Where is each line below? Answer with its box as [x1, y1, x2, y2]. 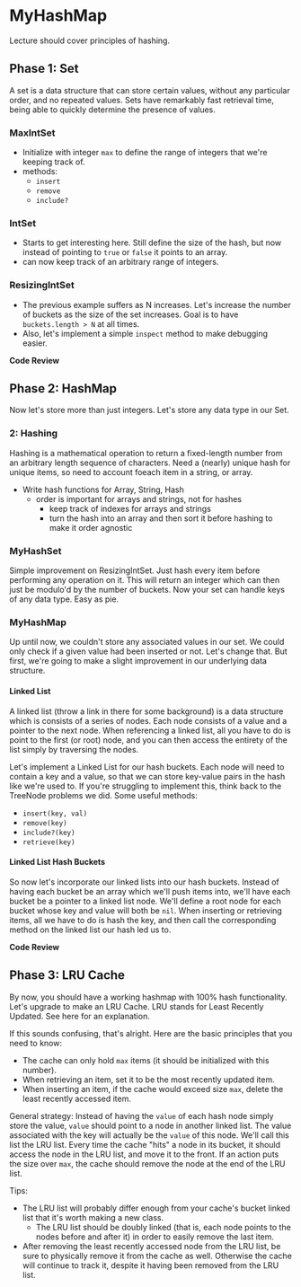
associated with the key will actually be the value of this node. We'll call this [9, 1129, 290, 1141]
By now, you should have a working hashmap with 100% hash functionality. [9, 992, 288, 1002]
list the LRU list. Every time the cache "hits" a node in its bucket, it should [9, 1139, 281, 1150]
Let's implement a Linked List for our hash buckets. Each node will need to [9, 761, 285, 772]
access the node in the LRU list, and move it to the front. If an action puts [9, 1149, 279, 1159]
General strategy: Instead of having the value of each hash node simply [9, 1110, 274, 1121]
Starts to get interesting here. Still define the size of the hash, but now [22, 237, 282, 248]
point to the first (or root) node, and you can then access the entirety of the [9, 734, 288, 745]
